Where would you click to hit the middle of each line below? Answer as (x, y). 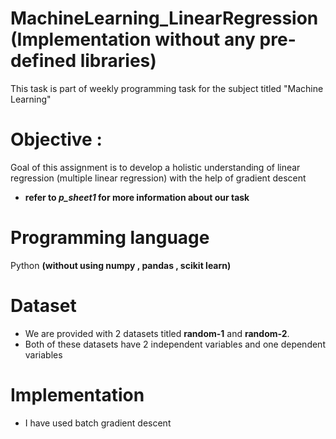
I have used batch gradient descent (98, 423)
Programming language (110, 238)
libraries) (118, 61)
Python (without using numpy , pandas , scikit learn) (121, 265)
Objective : (56, 139)
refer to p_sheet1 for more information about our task (137, 197)
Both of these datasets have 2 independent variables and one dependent (175, 344)
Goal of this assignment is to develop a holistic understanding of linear (155, 167)
